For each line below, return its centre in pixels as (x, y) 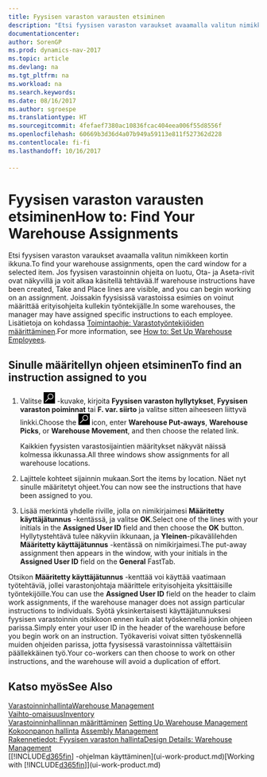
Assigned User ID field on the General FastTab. (98, 561)
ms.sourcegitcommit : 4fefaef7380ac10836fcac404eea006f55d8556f (115, 126)
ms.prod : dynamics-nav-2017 (55, 51)
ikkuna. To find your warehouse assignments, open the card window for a (128, 264)
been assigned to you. (56, 495)
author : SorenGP (35, 42)
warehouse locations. (55, 463)
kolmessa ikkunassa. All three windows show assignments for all (124, 455)
